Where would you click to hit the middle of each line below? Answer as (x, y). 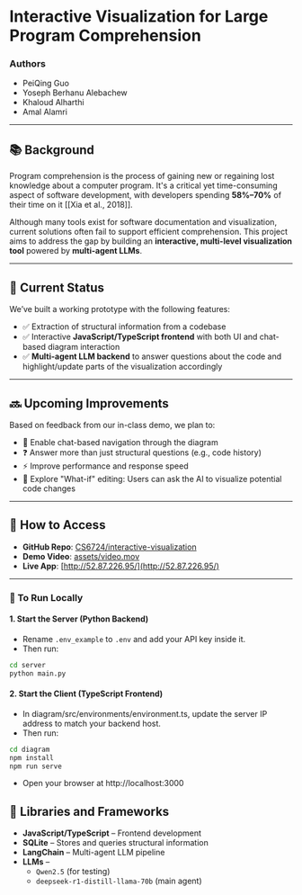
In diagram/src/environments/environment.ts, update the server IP (145, 713)
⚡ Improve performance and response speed (105, 466)
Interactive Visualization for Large (139, 17)
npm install (31, 757)
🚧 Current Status (57, 287)
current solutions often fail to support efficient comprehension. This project (149, 232)
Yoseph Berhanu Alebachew (75, 93)
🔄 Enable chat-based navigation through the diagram (120, 442)
